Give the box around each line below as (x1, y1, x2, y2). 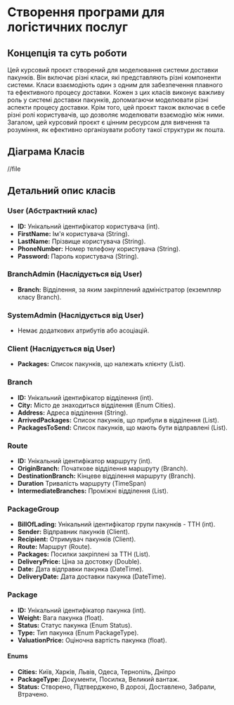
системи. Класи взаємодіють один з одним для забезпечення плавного (7, 81, 223, 89)
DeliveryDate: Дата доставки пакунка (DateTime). (17, 572, 167, 581)
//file (7, 164, 21, 173)
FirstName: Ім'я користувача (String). (17, 229, 130, 238)
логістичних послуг (7, 19, 129, 35)
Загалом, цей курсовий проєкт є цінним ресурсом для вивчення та (7, 118, 210, 127)
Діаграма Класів (7, 145, 85, 158)
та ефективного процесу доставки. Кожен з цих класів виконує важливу (7, 89, 225, 96)
